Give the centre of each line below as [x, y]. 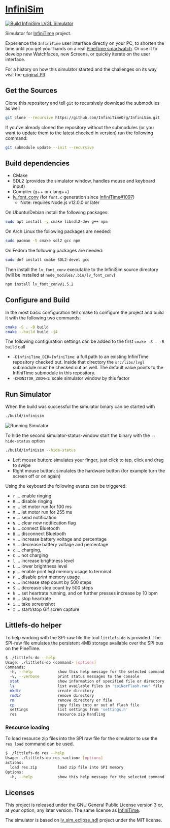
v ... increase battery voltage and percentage [60, 539]
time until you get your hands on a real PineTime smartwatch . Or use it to [81, 48]
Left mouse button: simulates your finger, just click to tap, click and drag [88, 460]
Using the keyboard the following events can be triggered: [66, 486]
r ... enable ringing [32, 496]
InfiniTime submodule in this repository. [54, 373]
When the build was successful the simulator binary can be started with [80, 407]
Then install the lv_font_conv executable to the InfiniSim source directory [82, 269]
